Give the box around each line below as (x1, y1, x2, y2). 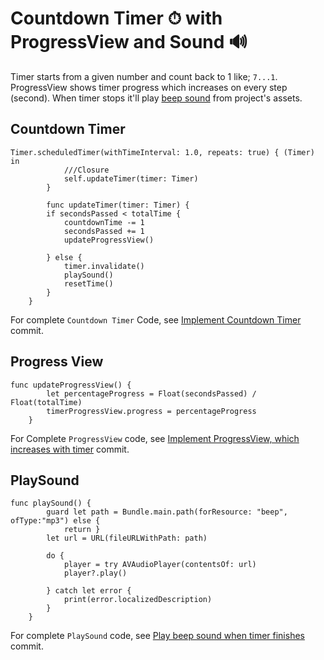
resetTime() (63, 278, 114, 289)
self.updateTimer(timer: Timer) (63, 173, 199, 184)
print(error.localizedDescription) (63, 595, 213, 605)
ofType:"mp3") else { (10, 516, 101, 526)
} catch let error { (46, 586, 132, 596)
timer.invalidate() (63, 261, 145, 271)
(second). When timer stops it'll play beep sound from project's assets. (10, 92, 303, 104)
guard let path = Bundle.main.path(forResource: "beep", (46, 507, 288, 517)
